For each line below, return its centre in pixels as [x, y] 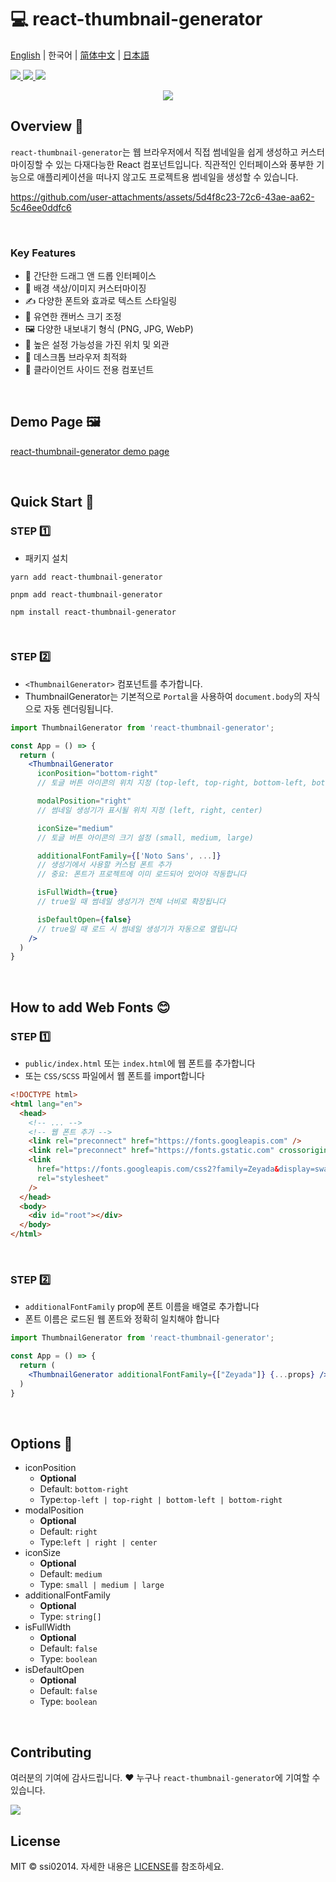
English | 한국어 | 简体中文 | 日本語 [80, 55]
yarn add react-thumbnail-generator [86, 577]
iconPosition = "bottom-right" [97, 774]
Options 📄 [41, 1443]
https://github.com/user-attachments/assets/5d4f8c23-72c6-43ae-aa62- [162, 197]
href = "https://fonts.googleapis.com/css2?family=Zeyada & [158, 1169]
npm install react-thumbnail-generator [93, 612]
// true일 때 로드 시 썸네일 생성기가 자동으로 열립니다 [136, 929]
